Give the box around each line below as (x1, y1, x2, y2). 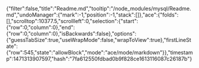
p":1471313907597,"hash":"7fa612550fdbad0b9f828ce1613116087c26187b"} (6, 56, 192, 62)
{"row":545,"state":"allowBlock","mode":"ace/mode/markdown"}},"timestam (6, 49, 194, 56)
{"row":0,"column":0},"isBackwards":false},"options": (6, 30, 137, 37)
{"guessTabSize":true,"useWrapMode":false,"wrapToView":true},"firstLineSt (6, 37, 192, 43)
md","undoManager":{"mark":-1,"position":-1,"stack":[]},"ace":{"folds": (6, 11, 179, 18)
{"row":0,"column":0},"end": (6, 24, 76, 31)
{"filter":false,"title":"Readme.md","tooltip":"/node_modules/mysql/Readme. (6, 5, 192, 12)
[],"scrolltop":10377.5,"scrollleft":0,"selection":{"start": (6, 18, 139, 24)
